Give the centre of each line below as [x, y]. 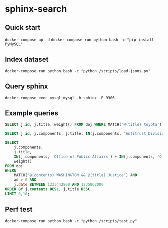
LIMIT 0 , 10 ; [17, 194]
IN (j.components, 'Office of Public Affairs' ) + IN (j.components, [85, 156]
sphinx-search [36, 9]
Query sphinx [27, 87]
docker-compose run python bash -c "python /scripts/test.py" [71, 221]
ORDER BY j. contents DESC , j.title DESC [48, 189]
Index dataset [27, 60]
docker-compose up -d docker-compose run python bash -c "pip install [80, 40]
